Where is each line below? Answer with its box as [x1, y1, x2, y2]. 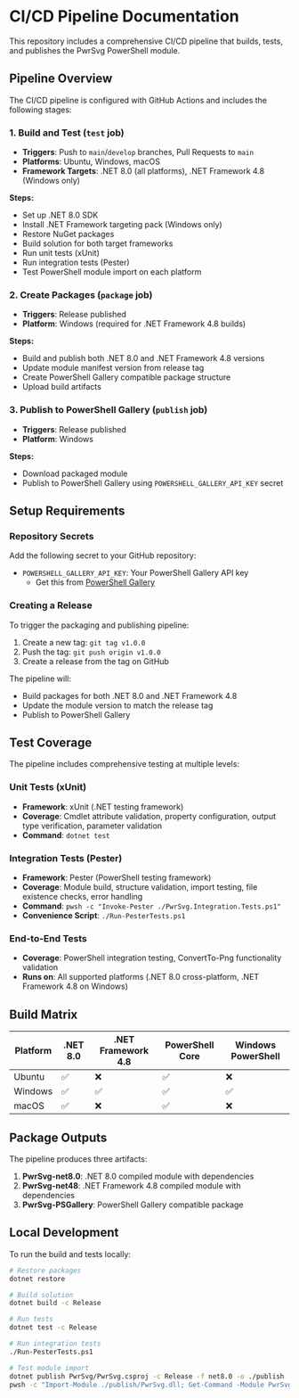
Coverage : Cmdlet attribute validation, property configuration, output [21, 810, 277, 821]
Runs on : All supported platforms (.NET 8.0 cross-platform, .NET [21, 972, 260, 983]
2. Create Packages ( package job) [9, 288, 153, 300]
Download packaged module [21, 468, 128, 479]
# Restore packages [9, 1266, 82, 1275]
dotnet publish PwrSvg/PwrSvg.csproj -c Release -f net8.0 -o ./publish [9, 1371, 285, 1381]
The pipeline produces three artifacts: [9, 1153, 148, 1164]
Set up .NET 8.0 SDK [21, 210, 99, 220]
